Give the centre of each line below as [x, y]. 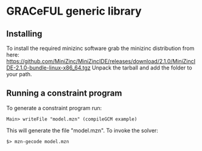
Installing [24, 34]
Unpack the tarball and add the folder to [142, 68]
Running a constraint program [64, 93]
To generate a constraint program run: [54, 108]
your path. [19, 74]
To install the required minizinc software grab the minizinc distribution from [100, 48]
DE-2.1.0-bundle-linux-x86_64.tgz [49, 68]
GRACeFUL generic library [74, 11]
